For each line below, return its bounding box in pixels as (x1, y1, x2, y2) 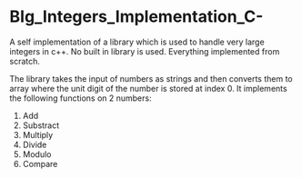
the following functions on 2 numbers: (9, 93, 152, 104)
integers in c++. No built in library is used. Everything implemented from (9, 45, 280, 56)
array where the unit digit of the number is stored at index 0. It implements (9, 83, 288, 94)
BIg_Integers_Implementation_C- (9, 6, 264, 27)
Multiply (22, 129, 54, 140)
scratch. (9, 55, 41, 66)
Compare (22, 158, 58, 169)
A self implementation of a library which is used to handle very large (9, 36, 266, 47)
